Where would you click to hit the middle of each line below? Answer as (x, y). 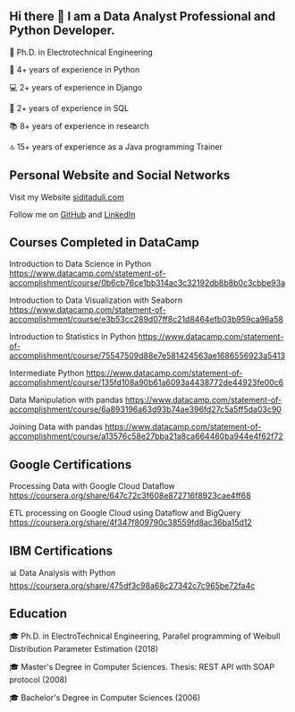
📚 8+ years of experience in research (79, 125)
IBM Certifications (61, 550)
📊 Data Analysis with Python (63, 573)
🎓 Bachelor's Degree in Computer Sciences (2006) (105, 697)
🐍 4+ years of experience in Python (75, 69)
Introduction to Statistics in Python (73, 337)
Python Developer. (62, 31)
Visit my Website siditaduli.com (67, 197)
